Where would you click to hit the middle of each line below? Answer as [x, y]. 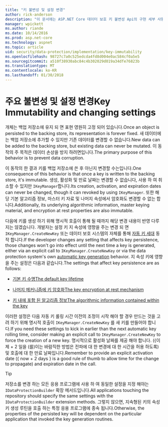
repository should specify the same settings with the [59, 396]
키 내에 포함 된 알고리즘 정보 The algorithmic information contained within [86, 300]
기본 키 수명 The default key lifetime [48, 278]
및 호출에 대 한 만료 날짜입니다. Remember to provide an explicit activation [79, 353]
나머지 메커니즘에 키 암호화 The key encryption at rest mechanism [78, 290]
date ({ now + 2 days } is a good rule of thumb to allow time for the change [82, 358]
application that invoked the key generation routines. [59, 419]
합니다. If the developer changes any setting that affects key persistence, [84, 239]
